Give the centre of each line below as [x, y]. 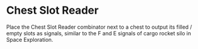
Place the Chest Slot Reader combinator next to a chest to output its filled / [99, 27]
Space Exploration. [30, 39]
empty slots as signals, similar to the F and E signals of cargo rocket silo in [99, 33]
